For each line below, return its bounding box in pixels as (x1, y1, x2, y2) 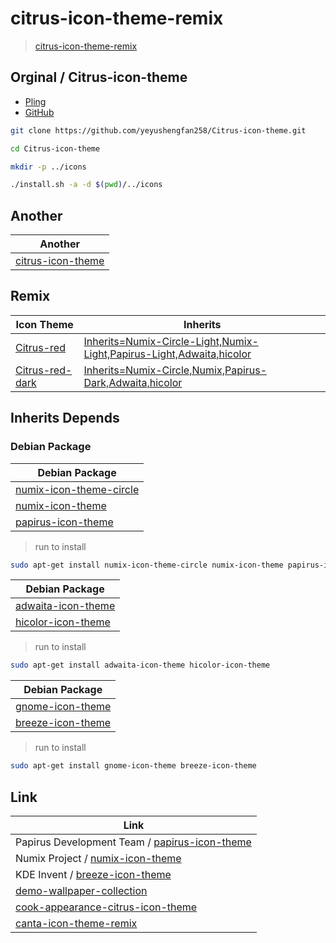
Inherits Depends (10, 410, 120, 427)
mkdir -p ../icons (10, 162, 87, 172)
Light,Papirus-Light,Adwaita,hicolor (83, 347, 252, 361)
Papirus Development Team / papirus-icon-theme (15, 835, 252, 849)
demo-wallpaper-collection (15, 884, 148, 897)
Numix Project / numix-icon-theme (15, 852, 182, 865)
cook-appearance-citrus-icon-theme (15, 900, 198, 914)
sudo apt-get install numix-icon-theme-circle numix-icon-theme (10, 560, 284, 570)
